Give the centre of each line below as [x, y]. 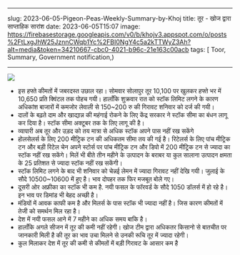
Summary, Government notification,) [61, 57]
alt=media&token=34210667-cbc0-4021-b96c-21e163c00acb [98, 50]
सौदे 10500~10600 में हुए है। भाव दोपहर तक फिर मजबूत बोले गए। [96, 179]
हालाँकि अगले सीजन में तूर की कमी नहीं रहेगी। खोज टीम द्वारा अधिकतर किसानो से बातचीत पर [122, 227]
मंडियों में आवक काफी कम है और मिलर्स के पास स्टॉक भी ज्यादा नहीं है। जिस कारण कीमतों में [120, 203]
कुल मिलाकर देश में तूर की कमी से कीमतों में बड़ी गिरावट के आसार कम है [98, 243]
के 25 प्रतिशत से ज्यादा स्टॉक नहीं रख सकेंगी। [70, 163]
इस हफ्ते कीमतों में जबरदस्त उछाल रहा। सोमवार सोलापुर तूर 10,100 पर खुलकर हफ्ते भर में [119, 91]
